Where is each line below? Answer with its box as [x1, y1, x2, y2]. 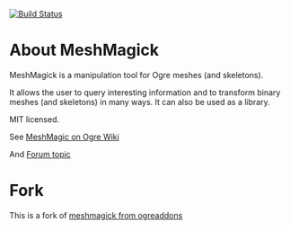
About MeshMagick [9, 40, 160, 60]
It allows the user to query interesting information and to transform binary [9, 86, 281, 98]
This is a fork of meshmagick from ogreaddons [9, 209, 183, 220]
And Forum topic [9, 148, 72, 159]
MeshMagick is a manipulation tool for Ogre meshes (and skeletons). [9, 69, 264, 80]
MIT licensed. [9, 113, 60, 125]
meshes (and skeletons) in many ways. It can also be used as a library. [9, 96, 271, 107]
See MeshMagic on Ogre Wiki [9, 131, 119, 142]
